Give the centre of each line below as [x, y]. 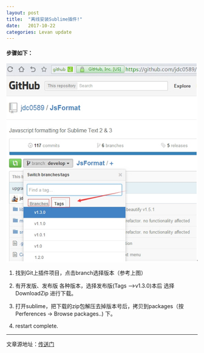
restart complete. [37, 326]
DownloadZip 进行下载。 [46, 294]
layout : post [23, 13]
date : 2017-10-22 [31, 25]
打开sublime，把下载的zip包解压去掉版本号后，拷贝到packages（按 [99, 306]
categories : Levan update [39, 32]
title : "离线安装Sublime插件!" [45, 19]
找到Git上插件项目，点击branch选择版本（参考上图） [81, 273]
